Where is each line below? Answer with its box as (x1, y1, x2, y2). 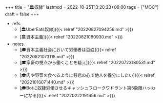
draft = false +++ (5, 11, 40, 17)
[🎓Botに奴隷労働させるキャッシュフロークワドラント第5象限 (19, 85, 143, 91)
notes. (12, 41, 25, 47)
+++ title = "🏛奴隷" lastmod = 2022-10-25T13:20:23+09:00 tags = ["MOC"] (5, 4, 159, 10)
